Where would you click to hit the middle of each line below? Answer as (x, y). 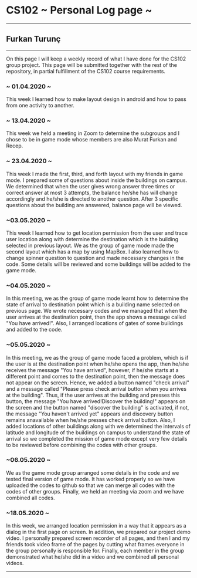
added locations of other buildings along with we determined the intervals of (98, 426)
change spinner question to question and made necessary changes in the (95, 258)
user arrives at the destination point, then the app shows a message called (96, 317)
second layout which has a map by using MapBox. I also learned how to (92, 251)
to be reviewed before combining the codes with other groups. (81, 445)
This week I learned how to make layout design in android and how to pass (96, 99)
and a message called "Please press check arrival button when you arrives (96, 388)
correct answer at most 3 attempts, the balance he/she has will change (92, 192)
